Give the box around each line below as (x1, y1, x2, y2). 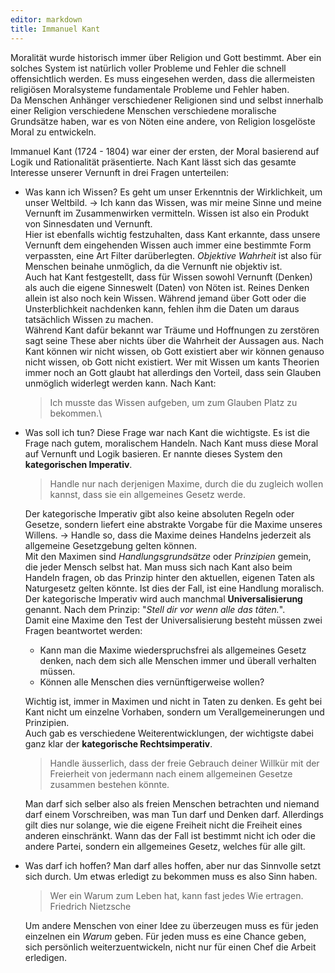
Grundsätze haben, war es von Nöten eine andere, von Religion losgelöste (10, 115, 316, 127)
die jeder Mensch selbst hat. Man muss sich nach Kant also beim (24, 561, 293, 573)
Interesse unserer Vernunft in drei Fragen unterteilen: (10, 166, 230, 178)
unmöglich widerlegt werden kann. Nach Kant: (24, 377, 217, 389)
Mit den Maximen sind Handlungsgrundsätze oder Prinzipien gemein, (24, 550, 312, 562)
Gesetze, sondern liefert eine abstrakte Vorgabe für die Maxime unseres (24, 518, 323, 530)
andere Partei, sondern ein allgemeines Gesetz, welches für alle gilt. (24, 840, 306, 852)
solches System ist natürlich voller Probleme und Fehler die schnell (10, 62, 287, 74)
